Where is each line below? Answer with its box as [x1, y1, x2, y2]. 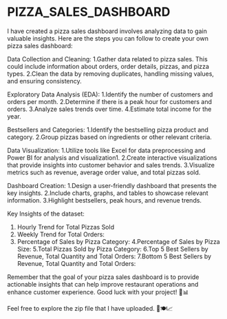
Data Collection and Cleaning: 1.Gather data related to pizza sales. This [7, 54, 208, 63]
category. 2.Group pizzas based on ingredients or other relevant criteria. [7, 132, 212, 141]
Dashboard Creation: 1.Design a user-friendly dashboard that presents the [7, 181, 217, 189]
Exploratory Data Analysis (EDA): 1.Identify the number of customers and [7, 90, 213, 99]
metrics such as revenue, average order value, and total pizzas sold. [7, 168, 201, 176]
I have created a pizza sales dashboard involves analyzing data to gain [7, 27, 208, 35]
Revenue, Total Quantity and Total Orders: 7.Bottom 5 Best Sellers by [17, 252, 212, 260]
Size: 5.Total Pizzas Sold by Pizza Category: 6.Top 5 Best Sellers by [17, 245, 208, 253]
